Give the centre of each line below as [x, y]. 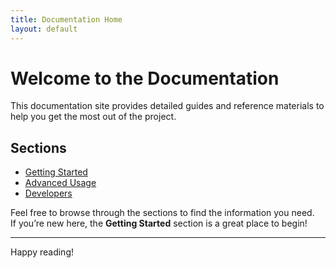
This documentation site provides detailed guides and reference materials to [167, 106]
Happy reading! [42, 252]
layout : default [44, 29]
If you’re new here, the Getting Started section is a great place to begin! [159, 223]
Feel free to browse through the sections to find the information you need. [162, 213]
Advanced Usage [60, 183]
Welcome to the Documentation [145, 78]
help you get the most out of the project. [93, 117]
